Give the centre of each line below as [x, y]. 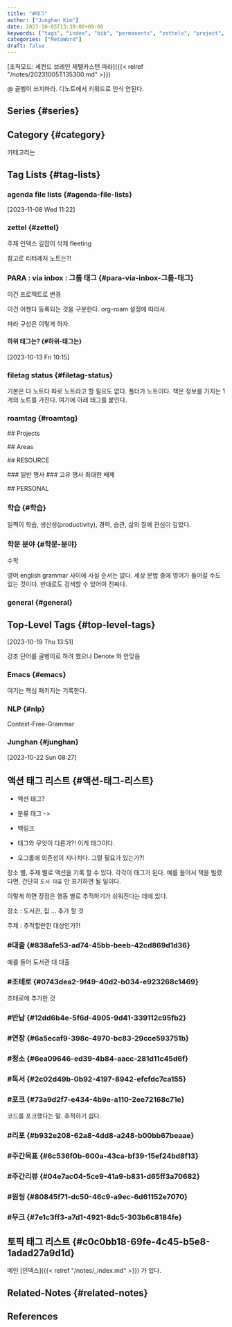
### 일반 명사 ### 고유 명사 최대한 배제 [61, 475]
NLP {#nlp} [26, 708]
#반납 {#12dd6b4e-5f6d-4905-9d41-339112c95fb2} [97, 1018]
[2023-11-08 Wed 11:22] [41, 209]
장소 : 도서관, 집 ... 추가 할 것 [46, 911]
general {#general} [40, 602]
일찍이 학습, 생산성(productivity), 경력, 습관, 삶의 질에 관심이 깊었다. [99, 524]
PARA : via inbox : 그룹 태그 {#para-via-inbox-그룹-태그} [100, 278]
